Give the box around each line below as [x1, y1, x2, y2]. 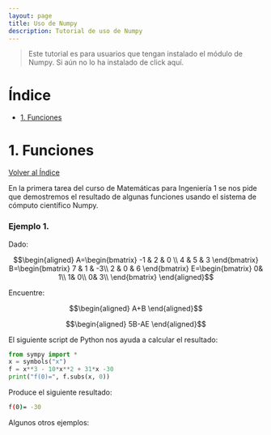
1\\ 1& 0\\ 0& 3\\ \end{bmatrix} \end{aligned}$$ [57, 272, 214, 281]
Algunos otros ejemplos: [8, 417, 90, 427]
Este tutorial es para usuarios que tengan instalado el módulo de [28, 49, 243, 59]
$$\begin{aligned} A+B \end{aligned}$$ [69, 303, 203, 313]
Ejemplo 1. [8, 221, 50, 232]
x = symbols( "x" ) [8, 357, 67, 366]
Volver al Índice [8, 167, 61, 178]
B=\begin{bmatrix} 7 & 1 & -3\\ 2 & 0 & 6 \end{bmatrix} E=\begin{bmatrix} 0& [8, 264, 264, 273]
